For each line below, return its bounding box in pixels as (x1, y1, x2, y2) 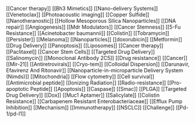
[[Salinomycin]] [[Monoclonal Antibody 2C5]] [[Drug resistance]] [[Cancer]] (6, 55, 188, 61)
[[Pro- (167, 79, 182, 86)
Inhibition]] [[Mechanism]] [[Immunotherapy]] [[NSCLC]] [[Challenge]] (6, 104, 175, 111)
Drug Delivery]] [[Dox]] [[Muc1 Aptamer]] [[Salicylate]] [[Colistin (6, 92, 160, 99)
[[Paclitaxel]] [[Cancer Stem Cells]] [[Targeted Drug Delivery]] (6, 48, 155, 55)
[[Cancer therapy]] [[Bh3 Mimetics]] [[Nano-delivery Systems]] (6, 5, 158, 12)
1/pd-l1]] (6, 110, 26, 117)
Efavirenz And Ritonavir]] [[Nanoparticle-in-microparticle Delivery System (6, 67, 183, 73)
